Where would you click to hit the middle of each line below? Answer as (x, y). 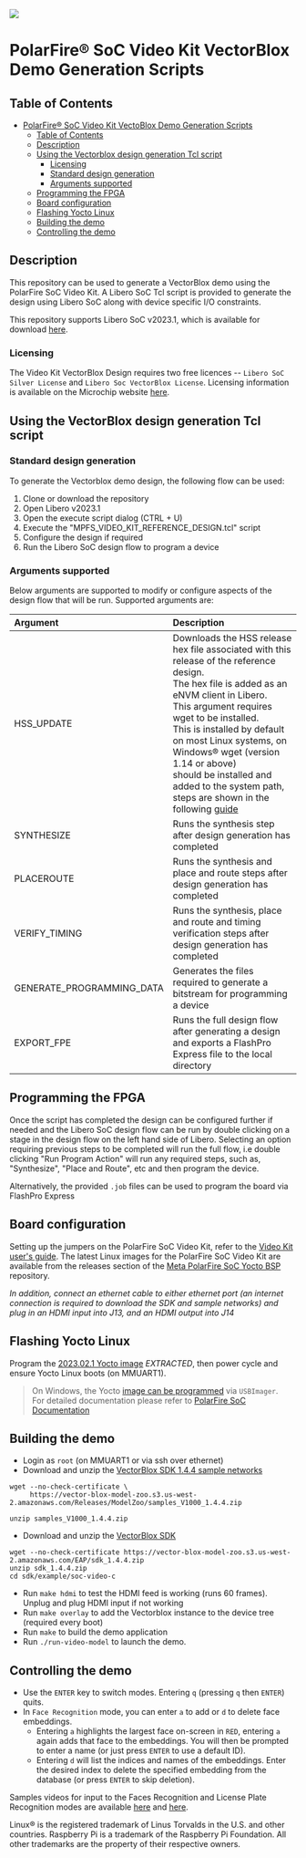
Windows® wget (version (226, 753)
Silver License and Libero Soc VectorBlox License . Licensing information (149, 382)
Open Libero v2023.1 (61, 508)
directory (192, 1065)
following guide (205, 809)
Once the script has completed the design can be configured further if (141, 1120)
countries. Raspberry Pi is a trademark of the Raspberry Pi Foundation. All (148, 1834)
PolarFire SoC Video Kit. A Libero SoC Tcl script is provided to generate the (150, 292)
